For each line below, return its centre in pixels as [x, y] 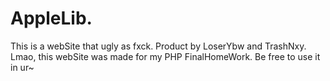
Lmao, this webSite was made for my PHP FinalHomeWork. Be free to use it [165, 56]
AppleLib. [51, 18]
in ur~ [22, 67]
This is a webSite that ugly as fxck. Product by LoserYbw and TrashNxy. [158, 46]
